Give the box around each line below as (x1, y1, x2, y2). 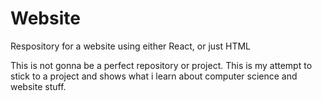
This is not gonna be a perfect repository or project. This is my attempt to (10, 59, 313, 71)
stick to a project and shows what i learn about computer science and (10, 70, 298, 82)
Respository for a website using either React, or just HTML (10, 40, 252, 52)
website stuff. (10, 80, 67, 92)
